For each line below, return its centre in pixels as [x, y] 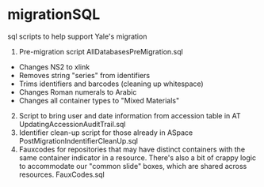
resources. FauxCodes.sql [61, 174]
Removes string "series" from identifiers [84, 75]
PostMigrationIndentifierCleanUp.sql [78, 140]
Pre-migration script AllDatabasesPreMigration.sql [101, 51]
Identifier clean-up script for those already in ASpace [106, 133]
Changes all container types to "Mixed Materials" [99, 100]
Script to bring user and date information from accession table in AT [130, 115]
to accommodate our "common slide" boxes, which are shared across [133, 166]
